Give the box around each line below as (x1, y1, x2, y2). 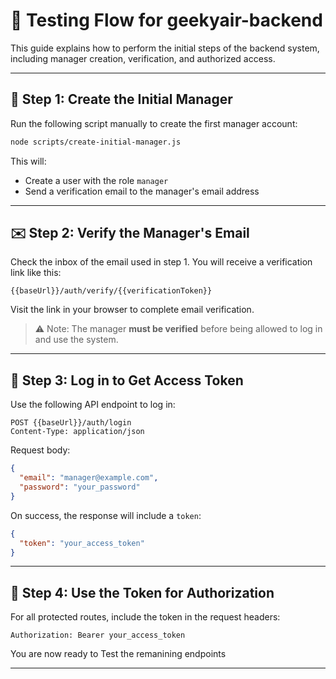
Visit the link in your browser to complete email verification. (10, 304, 255, 316)
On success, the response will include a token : (10, 509, 202, 521)
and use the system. (34, 334, 119, 346)
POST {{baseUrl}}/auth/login (10, 418, 132, 428)
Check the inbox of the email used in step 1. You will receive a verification (10, 256, 313, 268)
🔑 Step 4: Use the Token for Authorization (10, 584, 275, 601)
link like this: (10, 267, 62, 279)
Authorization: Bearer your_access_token (10, 630, 186, 641)
